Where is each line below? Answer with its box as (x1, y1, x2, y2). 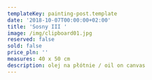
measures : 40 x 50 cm (7, 56, 71, 63)
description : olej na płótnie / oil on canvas (7, 62, 146, 69)
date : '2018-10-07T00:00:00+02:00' (7, 17, 111, 24)
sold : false (7, 42, 42, 49)
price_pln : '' (7, 49, 49, 56)
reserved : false (7, 36, 55, 43)
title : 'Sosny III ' (7, 23, 68, 30)
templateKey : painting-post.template (7, 10, 118, 17)
